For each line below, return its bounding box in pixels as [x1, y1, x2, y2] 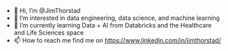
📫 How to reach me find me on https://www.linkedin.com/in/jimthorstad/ [13, 37, 221, 44]
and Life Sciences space [13, 28, 84, 37]
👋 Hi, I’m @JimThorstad [13, 7, 81, 14]
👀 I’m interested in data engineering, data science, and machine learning [13, 14, 220, 22]
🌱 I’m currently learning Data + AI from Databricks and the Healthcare [13, 21, 212, 29]
